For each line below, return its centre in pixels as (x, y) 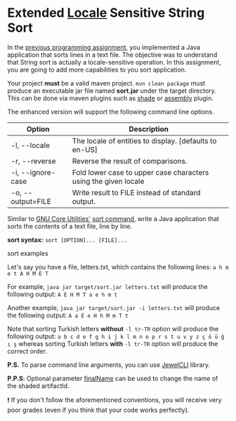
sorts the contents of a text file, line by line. (70, 226)
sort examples (28, 253)
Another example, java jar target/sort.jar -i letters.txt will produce (113, 307)
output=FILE (31, 201)
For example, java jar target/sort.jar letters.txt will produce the (108, 286)
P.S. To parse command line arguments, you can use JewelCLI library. (109, 365)
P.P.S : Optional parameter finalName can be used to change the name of (113, 378)
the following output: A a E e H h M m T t (68, 315)
